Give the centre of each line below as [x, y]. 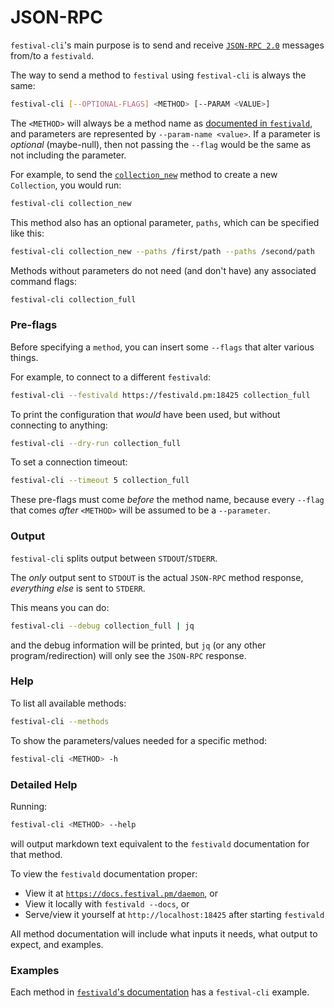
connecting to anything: [59, 425]
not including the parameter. [68, 155]
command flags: [44, 281]
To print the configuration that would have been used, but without [145, 414]
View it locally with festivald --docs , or [107, 903]
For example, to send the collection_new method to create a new [144, 174]
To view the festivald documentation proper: [104, 873]
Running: [29, 806]
